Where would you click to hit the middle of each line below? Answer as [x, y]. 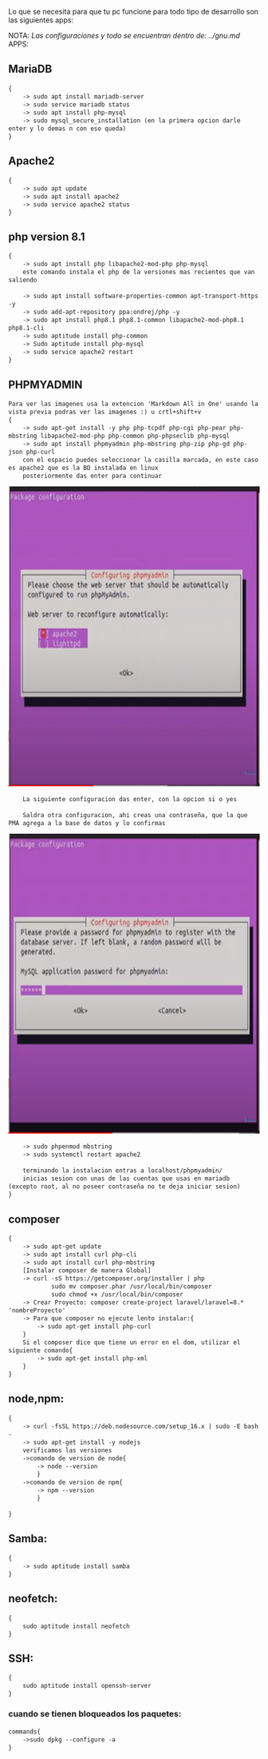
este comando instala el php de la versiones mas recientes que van [139, 272]
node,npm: [36, 1399]
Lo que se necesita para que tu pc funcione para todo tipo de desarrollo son [134, 12]
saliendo [23, 280]
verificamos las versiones [67, 1450]
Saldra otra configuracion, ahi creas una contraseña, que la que [135, 816]
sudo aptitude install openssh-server [87, 1686]
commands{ [25, 1731]
